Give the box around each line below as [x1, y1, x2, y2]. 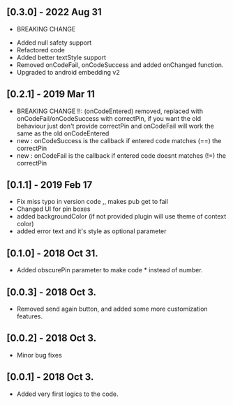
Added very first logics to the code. [16, 390, 119, 398]
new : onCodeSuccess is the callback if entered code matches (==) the [16, 136, 222, 145]
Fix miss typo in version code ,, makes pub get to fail [16, 198, 169, 206]
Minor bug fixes [16, 351, 62, 359]
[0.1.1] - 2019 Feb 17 [6, 179, 93, 191]
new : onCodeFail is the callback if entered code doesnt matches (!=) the [16, 151, 226, 160]
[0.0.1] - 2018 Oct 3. [6, 371, 94, 383]
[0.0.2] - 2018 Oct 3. [6, 332, 97, 344]
